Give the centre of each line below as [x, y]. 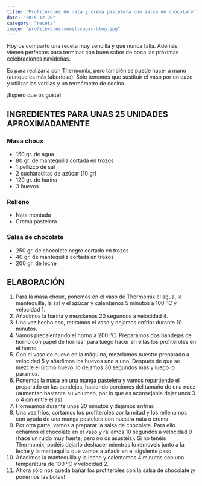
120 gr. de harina [36, 180]
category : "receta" [31, 23]
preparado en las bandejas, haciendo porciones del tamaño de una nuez [106, 387]
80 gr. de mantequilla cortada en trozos [65, 160]
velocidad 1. [30, 310]
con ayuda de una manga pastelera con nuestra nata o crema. [93, 419]
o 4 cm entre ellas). [39, 399]
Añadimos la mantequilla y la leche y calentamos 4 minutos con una [100, 458]
